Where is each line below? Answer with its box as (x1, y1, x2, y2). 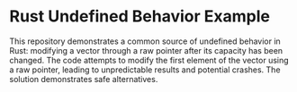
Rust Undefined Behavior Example (9, 6, 270, 27)
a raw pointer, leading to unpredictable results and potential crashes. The (9, 64, 281, 75)
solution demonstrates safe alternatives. (9, 73, 158, 84)
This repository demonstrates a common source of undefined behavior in (9, 36, 281, 46)
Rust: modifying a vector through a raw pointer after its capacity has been (9, 45, 283, 55)
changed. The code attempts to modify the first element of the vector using (9, 54, 290, 65)
